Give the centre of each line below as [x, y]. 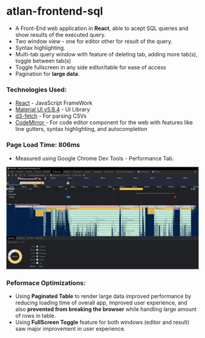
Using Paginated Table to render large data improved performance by [103, 296]
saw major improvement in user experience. [70, 329]
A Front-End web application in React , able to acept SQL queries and [102, 28]
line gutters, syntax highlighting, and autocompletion [81, 129]
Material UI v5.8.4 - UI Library [52, 110]
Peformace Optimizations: [46, 283]
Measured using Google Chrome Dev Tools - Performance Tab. [95, 158]
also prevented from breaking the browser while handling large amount [106, 309]
